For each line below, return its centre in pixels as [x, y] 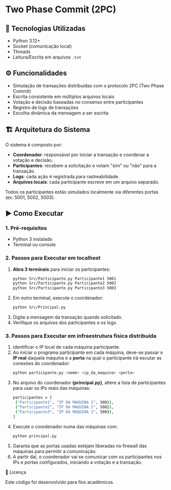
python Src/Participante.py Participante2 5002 [64, 284]
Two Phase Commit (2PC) [61, 10]
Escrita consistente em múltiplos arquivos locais [63, 97]
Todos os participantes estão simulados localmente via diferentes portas [82, 192]
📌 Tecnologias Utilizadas [45, 29]
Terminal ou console [34, 244]
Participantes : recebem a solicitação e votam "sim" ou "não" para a [84, 165]
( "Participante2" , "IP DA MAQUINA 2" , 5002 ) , [65, 407]
